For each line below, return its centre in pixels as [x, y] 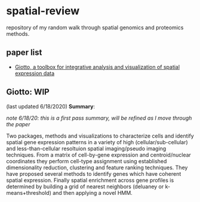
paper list [24, 53]
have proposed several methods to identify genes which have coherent [94, 173]
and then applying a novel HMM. [93, 192]
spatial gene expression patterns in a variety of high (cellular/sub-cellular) [97, 142]
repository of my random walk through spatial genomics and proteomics [95, 27]
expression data [35, 73]
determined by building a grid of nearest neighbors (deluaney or [85, 187]
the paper [18, 124]
